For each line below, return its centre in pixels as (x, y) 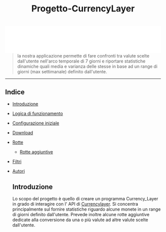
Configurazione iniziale (36, 123)
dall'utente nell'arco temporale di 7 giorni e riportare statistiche (81, 61)
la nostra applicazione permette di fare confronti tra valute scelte (83, 56)
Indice (15, 92)
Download (23, 133)
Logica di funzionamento (38, 114)
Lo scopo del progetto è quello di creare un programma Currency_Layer (85, 199)
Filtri (17, 162)
